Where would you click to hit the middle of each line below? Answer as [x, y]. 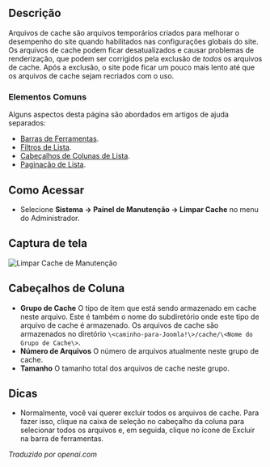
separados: [27, 123]
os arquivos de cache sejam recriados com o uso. [91, 75]
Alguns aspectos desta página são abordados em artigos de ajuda [118, 115]
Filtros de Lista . [46, 147]
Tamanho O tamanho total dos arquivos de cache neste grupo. [125, 368]
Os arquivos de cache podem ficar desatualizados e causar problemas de [131, 50]
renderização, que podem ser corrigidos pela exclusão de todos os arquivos [135, 58]
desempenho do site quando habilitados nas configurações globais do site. [133, 41]
